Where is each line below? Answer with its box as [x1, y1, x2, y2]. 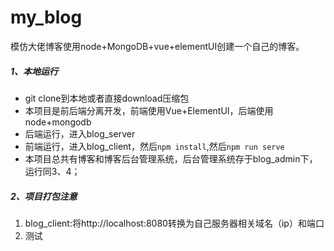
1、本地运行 [10, 65, 59, 77]
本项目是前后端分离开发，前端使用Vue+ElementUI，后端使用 [24, 104, 274, 116]
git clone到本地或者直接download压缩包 [24, 92, 190, 104]
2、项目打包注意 [10, 190, 78, 202]
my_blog [10, 6, 83, 29]
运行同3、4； [24, 165, 81, 177]
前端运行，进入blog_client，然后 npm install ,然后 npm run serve [24, 140, 285, 152]
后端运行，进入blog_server [24, 127, 136, 140]
